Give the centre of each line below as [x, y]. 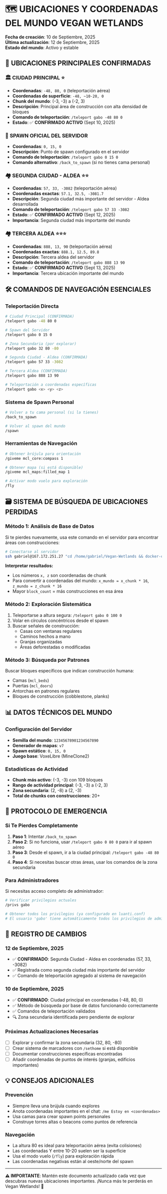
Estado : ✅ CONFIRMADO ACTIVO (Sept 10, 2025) [64, 122]
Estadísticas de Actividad [37, 769]
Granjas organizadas [41, 641]
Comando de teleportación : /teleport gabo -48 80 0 [67, 117]
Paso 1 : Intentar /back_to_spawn [44, 836]
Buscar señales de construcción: [46, 625]
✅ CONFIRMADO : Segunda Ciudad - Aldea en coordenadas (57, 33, [82, 959]
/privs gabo [17, 905]
